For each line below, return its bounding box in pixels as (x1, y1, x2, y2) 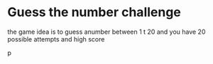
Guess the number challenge (7, 4, 181, 20)
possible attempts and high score (7, 34, 105, 43)
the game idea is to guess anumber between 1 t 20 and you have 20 (7, 27, 206, 36)
